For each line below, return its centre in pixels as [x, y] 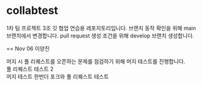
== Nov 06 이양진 [28, 48]
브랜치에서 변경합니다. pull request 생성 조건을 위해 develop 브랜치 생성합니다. [100, 35]
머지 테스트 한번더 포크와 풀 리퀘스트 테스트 [58, 76]
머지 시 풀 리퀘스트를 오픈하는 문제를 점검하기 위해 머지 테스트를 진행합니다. [96, 61]
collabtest [32, 11]
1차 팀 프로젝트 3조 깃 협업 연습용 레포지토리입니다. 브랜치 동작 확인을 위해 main [101, 28]
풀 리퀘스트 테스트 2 [30, 69]
